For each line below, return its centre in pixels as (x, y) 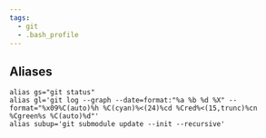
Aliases (31, 71)
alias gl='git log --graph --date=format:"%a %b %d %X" (117, 101)
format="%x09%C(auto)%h (54, 108)
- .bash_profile (48, 34)
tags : (20, 18)
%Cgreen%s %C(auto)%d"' (54, 116)
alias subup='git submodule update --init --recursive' (117, 124)
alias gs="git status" (52, 93)
